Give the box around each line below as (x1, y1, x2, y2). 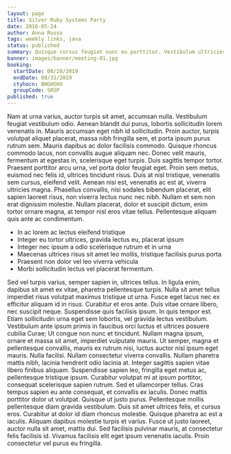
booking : (7, 61, 32, 68)
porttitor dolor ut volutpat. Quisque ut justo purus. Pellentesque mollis (7, 395, 204, 403)
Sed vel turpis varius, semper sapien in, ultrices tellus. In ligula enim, (7, 278, 201, 286)
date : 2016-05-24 (7, 23, 57, 30)
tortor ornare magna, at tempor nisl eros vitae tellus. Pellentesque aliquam (7, 207, 217, 216)
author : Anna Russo (7, 29, 63, 37)
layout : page (7, 10, 45, 17)
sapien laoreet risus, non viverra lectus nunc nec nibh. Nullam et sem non (7, 193, 215, 200)
